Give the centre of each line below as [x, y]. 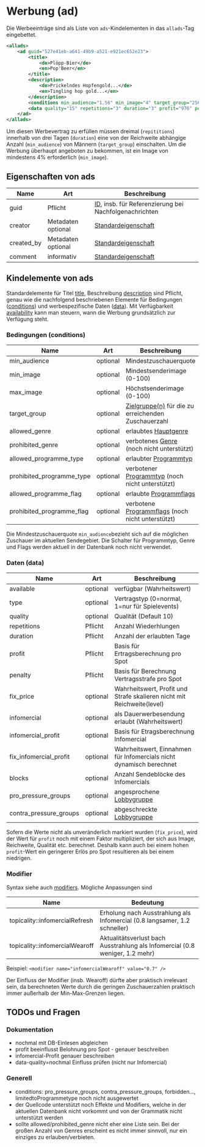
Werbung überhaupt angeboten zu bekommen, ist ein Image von [88, 151]
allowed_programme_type [47, 459]
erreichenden [145, 413]
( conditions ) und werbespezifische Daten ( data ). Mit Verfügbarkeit [90, 306]
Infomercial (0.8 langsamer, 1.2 [145, 920]
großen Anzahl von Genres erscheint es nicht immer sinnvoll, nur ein [101, 1131]
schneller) [114, 928]
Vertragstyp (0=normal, [148, 599]
